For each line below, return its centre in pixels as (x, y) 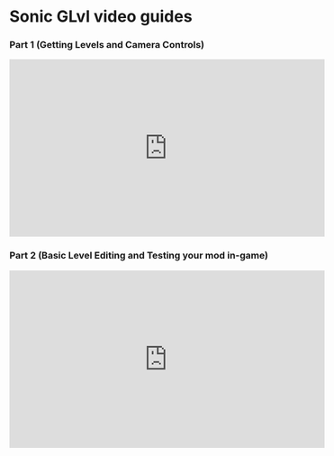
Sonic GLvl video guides (101, 17)
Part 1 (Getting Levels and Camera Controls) (107, 45)
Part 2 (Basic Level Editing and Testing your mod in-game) (139, 256)
